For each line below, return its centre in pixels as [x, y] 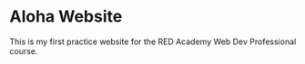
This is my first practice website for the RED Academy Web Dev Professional [153, 41]
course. [24, 50]
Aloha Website [66, 17]
